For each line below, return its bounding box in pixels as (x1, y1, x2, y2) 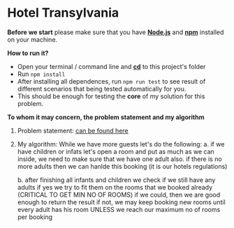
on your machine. (7, 35, 58, 43)
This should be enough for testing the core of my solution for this (17, 92, 205, 100)
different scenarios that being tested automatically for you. (17, 84, 187, 93)
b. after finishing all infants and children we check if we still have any (17, 176, 216, 184)
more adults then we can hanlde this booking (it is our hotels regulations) (17, 162, 228, 170)
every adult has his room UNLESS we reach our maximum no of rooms (17, 205, 221, 213)
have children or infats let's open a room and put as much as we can (17, 147, 214, 155)
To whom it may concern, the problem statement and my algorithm (7, 113, 205, 121)
